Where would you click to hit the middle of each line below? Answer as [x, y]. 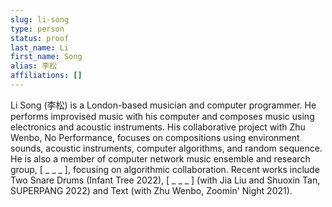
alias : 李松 [33, 66]
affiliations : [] [46, 76]
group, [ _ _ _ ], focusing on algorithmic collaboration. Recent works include [165, 169]
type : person [37, 29]
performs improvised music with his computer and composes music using [162, 116]
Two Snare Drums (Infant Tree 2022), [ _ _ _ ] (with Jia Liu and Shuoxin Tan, [165, 180]
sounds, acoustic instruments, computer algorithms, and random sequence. [166, 148]
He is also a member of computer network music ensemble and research [160, 158]
